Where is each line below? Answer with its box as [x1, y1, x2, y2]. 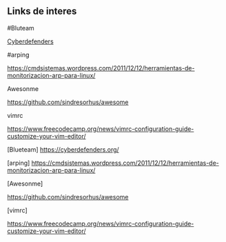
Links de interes [7, 6, 77, 17]
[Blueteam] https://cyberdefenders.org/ [7, 145, 119, 154]
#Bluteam [7, 23, 34, 32]
